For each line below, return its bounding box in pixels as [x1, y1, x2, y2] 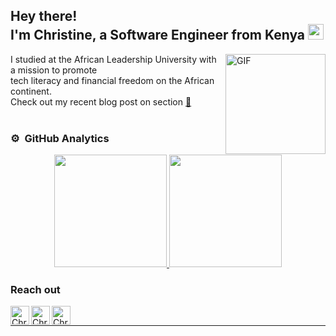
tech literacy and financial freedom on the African [10, 74, 215, 86]
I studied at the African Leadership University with [10, 53, 217, 65]
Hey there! [10, 8, 78, 25]
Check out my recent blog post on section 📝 [10, 95, 192, 108]
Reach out [10, 283, 61, 297]
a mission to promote [10, 64, 98, 76]
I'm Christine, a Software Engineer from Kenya [10, 27, 306, 44]
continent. [10, 85, 52, 97]
